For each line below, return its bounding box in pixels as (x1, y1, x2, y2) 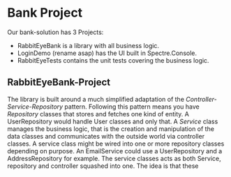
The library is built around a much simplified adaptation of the (7, 95, 185, 103)
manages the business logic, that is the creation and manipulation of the (7, 124, 215, 133)
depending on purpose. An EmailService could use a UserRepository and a (7, 146, 223, 155)
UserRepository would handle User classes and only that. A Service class (7, 117, 218, 125)
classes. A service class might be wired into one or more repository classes (7, 139, 225, 148)
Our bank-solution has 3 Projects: (7, 28, 104, 36)
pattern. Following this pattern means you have (64, 102, 200, 111)
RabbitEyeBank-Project (7, 77, 111, 88)
